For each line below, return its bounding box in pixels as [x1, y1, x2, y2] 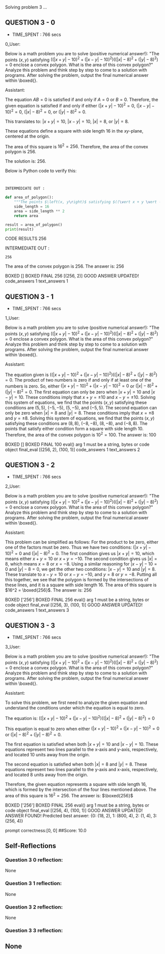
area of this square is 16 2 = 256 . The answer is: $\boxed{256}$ [5, 792, 134, 798]
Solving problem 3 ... [5, 4, 47, 10]
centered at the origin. [5, 133, 50, 139]
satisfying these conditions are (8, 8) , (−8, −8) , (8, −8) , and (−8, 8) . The [5, 420, 148, 426]
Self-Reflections [5, 842, 56, 850]
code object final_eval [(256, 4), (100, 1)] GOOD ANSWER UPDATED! [5, 807, 143, 813]
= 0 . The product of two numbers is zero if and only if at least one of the [5, 377, 151, 383]
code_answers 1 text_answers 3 [5, 607, 69, 613]
